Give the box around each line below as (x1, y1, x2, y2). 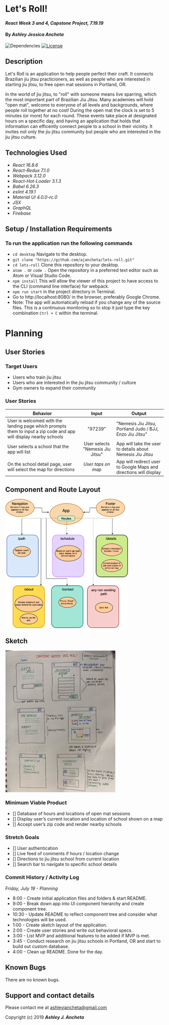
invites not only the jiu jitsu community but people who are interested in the (5, 128, 161, 134)
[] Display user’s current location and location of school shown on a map (12, 816, 163, 822)
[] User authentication (12, 845, 58, 851)
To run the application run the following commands (5, 240, 133, 247)
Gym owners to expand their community (12, 385, 96, 391)
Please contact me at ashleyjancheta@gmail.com (5, 1004, 107, 1010)
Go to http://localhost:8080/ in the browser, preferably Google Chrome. (12, 294, 160, 300)
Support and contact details (5, 991, 95, 1000)
